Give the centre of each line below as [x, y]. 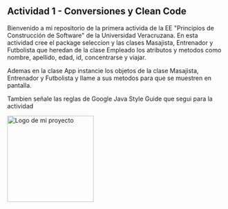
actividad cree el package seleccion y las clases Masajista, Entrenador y [110, 42]
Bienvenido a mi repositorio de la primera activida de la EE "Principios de [111, 28]
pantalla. [20, 85]
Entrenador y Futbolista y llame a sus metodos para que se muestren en [110, 78]
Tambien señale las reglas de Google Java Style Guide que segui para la [110, 99]
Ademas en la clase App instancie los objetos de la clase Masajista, [103, 70]
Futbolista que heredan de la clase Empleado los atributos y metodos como [114, 50]
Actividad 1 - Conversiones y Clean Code [97, 11]
